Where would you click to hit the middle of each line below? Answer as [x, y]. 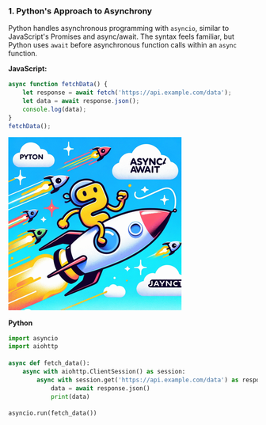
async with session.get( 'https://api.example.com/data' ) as [138, 380]
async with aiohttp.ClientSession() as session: [104, 372]
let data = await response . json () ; [81, 101]
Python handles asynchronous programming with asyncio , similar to [119, 28]
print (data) [70, 397]
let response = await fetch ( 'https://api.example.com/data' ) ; [127, 93]
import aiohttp [33, 347]
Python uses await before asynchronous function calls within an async [123, 45]
